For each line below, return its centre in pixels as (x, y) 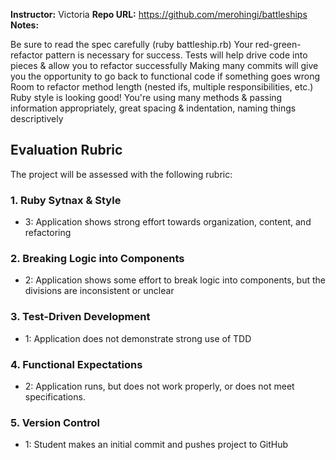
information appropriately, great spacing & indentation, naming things (153, 108)
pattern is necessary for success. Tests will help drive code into (176, 55)
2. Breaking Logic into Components (97, 259)
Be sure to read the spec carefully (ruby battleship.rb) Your (131, 44)
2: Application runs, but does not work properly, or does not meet (159, 386)
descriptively (37, 118)
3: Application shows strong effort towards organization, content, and (168, 222)
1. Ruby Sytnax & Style (66, 200)
